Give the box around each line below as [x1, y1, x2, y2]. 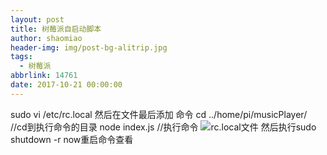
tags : [10, 52, 33, 62]
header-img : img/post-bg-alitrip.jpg [10, 42, 168, 53]
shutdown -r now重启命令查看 [10, 133, 134, 145]
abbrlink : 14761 [10, 71, 78, 81]
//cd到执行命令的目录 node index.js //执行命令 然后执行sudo [10, 121, 317, 133]
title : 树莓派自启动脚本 [10, 24, 102, 34]
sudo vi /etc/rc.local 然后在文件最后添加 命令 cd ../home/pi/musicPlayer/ [10, 108, 308, 120]
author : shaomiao [10, 33, 83, 43]
